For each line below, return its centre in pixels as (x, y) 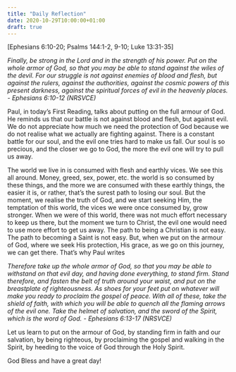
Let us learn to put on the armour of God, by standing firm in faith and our (114, 333)
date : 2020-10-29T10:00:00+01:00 (56, 20)
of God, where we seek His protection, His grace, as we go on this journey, (116, 245)
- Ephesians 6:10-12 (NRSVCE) (52, 98)
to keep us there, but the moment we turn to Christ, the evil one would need (117, 223)
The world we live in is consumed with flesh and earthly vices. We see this (115, 170)
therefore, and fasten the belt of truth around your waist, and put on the (112, 281)
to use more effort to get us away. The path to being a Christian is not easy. (117, 230)
